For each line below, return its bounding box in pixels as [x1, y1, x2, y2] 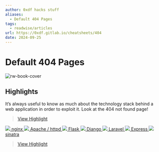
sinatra [5, 131, 19, 137]
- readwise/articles [9, 26, 52, 31]
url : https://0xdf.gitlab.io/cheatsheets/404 [5, 30, 101, 35]
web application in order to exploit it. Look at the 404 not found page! [5, 106, 148, 112]
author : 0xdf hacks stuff [5, 7, 59, 12]
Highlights [5, 88, 38, 96]
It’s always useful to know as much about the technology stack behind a [5, 101, 153, 107]
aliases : [5, 12, 23, 17]
